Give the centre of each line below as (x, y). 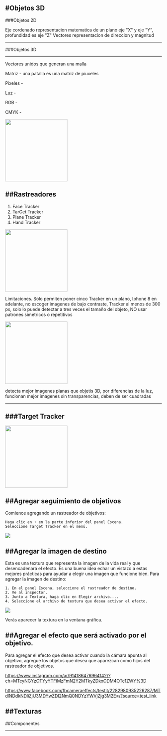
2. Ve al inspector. (27, 592)
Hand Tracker (26, 222)
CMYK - (13, 112)
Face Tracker (26, 206)
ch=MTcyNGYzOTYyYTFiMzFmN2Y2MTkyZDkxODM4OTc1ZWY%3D (76, 681)
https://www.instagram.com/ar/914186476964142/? (58, 675)
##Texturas (24, 711)
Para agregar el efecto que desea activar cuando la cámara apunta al (76, 655)
